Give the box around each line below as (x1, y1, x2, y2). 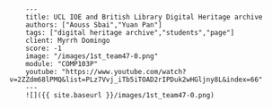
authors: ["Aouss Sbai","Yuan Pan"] (25, 21, 163, 29)
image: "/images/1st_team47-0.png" (25, 52, 159, 61)
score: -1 (25, 44, 63, 53)
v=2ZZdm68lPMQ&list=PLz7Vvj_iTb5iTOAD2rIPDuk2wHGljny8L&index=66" (9, 75, 263, 84)
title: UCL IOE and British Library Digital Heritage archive (25, 13, 263, 21)
